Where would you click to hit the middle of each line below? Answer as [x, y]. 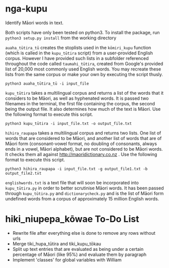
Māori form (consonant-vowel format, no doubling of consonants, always [81, 144]
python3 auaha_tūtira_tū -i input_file [47, 84]
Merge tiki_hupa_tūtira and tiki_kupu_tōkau [57, 244]
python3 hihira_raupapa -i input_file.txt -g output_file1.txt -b [76, 169]
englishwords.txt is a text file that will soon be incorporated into [72, 182]
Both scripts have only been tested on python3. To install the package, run [82, 32]
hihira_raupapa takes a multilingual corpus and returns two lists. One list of [83, 133]
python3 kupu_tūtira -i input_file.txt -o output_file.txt [69, 123]
